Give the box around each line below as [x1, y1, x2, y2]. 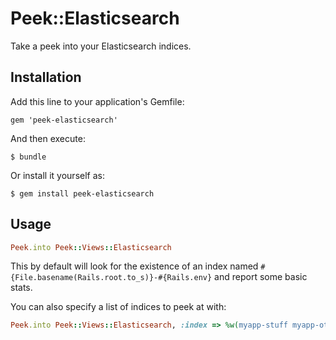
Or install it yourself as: [10, 169, 105, 181]
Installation [10, 69, 82, 86]
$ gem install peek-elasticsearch [10, 188, 155, 199]
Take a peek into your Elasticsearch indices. [10, 40, 192, 52]
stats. [10, 282, 33, 294]
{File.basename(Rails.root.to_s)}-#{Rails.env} [10, 273, 213, 283]
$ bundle [10, 152, 47, 162]
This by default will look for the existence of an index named [10, 260, 259, 272]
